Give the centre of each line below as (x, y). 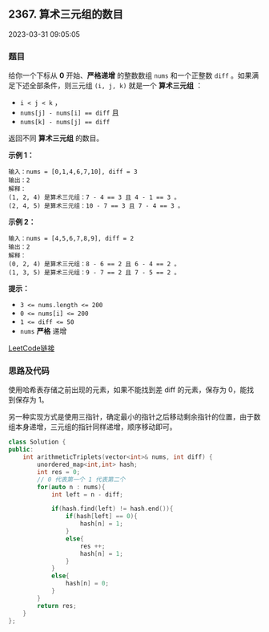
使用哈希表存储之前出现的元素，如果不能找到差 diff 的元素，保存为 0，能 (128, 390)
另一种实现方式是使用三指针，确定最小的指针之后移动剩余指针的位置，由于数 (134, 417)
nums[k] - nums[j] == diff (65, 123)
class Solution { (37, 442)
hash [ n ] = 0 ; (87, 584)
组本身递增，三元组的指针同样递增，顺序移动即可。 (92, 427)
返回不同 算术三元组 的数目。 (56, 138)
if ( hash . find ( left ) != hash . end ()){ (112, 509)
